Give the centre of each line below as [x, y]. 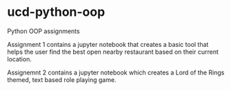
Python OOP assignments [44, 31]
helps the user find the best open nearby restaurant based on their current [113, 52]
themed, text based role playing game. [62, 79]
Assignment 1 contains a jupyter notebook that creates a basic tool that [108, 44]
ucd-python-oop [56, 12]
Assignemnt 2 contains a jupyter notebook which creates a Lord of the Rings [116, 72]
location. [20, 59]
